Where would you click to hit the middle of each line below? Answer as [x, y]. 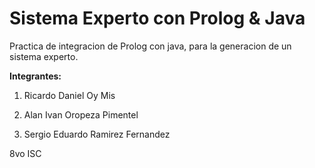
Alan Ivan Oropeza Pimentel [81, 114]
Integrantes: [35, 76]
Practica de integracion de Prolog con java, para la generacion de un [150, 46]
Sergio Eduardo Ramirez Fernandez [97, 134]
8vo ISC [25, 153]
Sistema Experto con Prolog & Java [157, 18]
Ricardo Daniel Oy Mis [69, 95]
